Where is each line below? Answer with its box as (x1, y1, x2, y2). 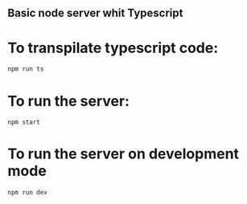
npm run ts (7, 65, 44, 73)
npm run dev (7, 189, 47, 197)
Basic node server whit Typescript (7, 6, 183, 20)
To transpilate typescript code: (7, 39, 219, 57)
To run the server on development (7, 145, 239, 163)
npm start (7, 118, 41, 127)
